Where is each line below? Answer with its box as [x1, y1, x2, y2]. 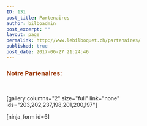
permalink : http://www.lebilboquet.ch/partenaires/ [6, 37, 141, 43]
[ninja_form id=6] [6, 113, 50, 120]
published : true [6, 43, 48, 50]
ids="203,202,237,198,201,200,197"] [6, 102, 98, 109]
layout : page [6, 32, 40, 38]
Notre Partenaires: [6, 69, 62, 77]
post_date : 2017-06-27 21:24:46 [6, 49, 89, 55]
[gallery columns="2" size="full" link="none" [6, 95, 120, 102]
